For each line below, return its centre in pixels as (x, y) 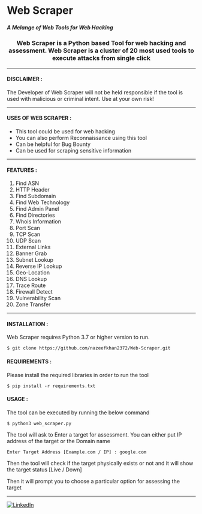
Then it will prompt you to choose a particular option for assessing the (94, 481)
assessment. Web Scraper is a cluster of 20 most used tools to (101, 50)
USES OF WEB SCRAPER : (39, 118)
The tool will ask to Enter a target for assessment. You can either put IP (94, 434)
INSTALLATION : (28, 324)
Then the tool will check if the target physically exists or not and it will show (100, 463)
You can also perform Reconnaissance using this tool (81, 138)
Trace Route (31, 285)
